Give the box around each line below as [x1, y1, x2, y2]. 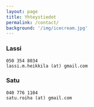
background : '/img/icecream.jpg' [6, 25, 88, 31]
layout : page [6, 8, 38, 15]
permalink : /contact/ [6, 19, 59, 25]
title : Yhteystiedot [6, 14, 57, 20]
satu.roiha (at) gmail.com [6, 95, 72, 101]
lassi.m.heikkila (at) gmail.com [6, 63, 88, 69]
